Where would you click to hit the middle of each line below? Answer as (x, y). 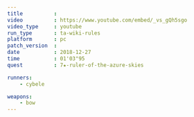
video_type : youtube (44, 26)
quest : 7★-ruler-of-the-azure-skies (76, 65)
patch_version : (32, 46)
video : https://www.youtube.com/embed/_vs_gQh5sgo (97, 20)
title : (32, 13)
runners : (20, 78)
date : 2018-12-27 (49, 53)
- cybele (32, 84)
